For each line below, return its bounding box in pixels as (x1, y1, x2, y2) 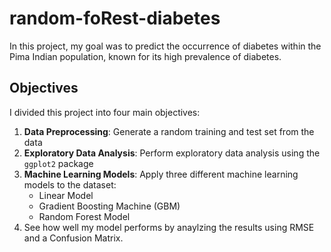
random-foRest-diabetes (9, 7, 221, 30)
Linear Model (38, 189, 94, 201)
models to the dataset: (23, 178, 117, 191)
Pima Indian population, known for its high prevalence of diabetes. (9, 50, 282, 62)
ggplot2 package (23, 157, 94, 169)
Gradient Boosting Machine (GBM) (38, 200, 181, 212)
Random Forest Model (38, 210, 131, 222)
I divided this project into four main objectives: (9, 106, 201, 118)
